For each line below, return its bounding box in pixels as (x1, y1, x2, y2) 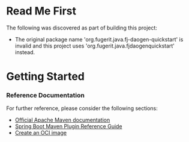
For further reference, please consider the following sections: (6, 105, 158, 112)
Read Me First (6, 4, 77, 18)
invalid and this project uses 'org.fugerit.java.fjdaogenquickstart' (14, 42, 175, 49)
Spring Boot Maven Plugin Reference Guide (14, 123, 122, 130)
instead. (14, 48, 35, 55)
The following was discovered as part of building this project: (6, 24, 158, 31)
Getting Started (6, 70, 85, 84)
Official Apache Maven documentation (14, 116, 110, 124)
